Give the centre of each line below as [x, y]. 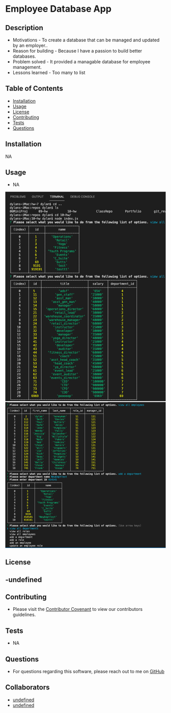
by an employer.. [30, 45]
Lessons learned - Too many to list [49, 73]
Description [24, 28]
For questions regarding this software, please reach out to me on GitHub [88, 671]
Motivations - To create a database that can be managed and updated [86, 40]
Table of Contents [34, 89]
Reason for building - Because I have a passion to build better [77, 51]
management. [27, 67]
